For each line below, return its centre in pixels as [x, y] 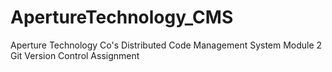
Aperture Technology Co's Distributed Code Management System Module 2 [166, 45]
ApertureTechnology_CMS [122, 17]
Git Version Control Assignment [75, 55]
